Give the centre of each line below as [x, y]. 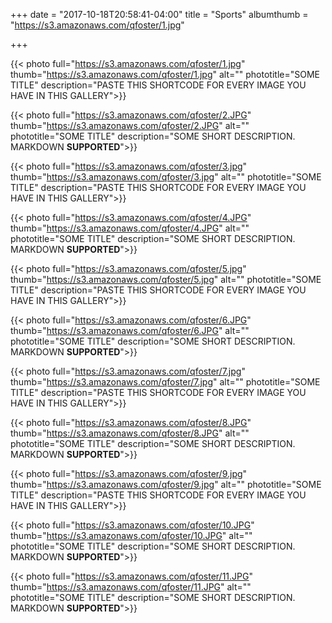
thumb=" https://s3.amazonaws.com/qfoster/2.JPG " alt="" [130, 125]
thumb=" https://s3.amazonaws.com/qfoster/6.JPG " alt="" [130, 330]
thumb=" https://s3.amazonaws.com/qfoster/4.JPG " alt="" [130, 228]
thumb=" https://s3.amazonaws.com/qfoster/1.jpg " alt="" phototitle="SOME [165, 74]
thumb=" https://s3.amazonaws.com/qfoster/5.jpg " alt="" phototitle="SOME [166, 279]
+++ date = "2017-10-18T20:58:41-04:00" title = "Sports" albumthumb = [159, 14]
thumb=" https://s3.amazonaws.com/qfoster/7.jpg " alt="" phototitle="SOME [165, 382]
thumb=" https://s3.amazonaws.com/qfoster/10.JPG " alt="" [131, 535]
